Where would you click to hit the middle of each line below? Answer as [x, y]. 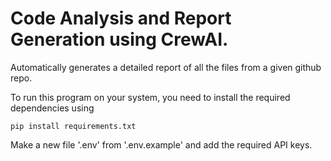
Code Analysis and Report [121, 18]
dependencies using [52, 108]
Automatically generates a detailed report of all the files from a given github [166, 67]
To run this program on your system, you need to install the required [150, 97]
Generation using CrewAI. [119, 39]
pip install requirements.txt [73, 126]
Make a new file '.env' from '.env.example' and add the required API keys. [161, 144]
